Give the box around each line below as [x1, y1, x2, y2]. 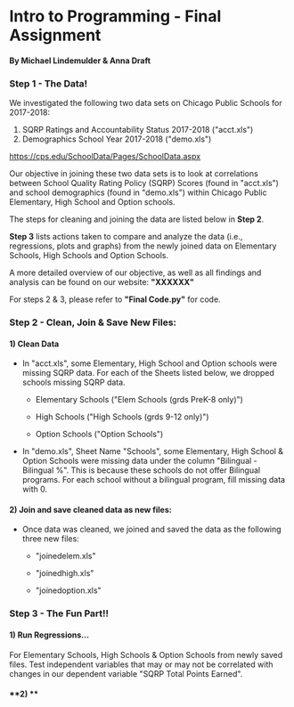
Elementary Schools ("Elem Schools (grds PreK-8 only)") [35, 394, 243, 405]
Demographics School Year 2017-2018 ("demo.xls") [21, 134, 212, 144]
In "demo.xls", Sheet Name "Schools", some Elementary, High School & [21, 446, 283, 457]
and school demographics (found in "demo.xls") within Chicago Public [9, 187, 267, 198]
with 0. [21, 484, 47, 495]
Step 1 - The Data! [9, 77, 88, 90]
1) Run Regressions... [9, 630, 90, 640]
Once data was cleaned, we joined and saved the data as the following [21, 524, 282, 535]
